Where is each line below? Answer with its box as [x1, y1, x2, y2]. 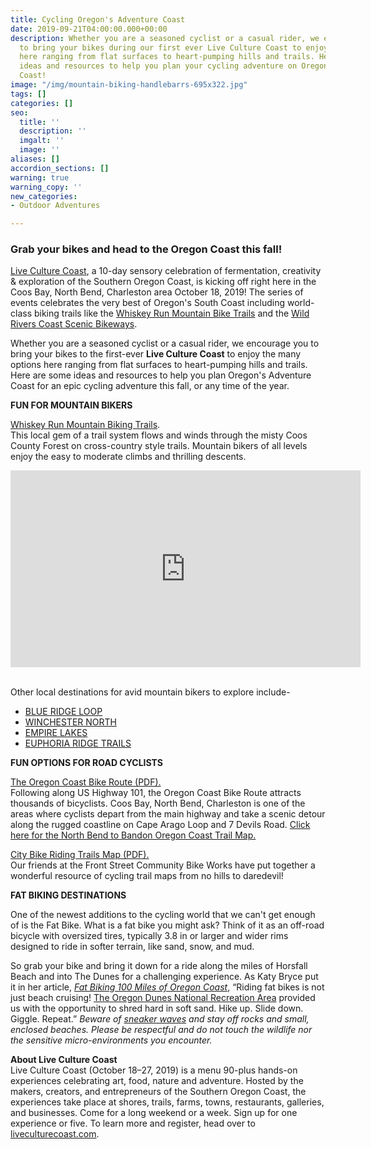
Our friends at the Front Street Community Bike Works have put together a [10, 859, 316, 871]
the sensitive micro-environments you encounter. [10, 1034, 213, 1046]
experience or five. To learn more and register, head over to [10, 1117, 256, 1130]
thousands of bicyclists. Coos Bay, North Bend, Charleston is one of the [10, 797, 306, 810]
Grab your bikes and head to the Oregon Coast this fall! [10, 242, 283, 256]
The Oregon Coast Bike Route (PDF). [10, 776, 162, 788]
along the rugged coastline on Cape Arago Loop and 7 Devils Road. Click [10, 819, 311, 831]
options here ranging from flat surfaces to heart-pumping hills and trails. [10, 359, 308, 371]
